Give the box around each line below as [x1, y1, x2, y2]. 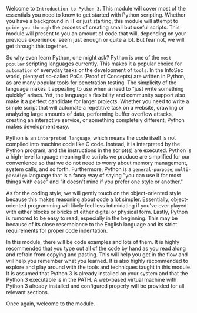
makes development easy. [6, 123, 69, 130]
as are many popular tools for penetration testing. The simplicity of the [6, 79, 177, 86]
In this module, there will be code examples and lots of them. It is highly [6, 239, 180, 245]
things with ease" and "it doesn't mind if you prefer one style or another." [6, 178, 183, 185]
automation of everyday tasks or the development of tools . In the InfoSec [6, 67, 183, 73]
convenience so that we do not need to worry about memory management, [6, 159, 188, 166]
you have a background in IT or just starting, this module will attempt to [6, 18, 178, 24]
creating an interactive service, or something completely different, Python [6, 117, 185, 123]
